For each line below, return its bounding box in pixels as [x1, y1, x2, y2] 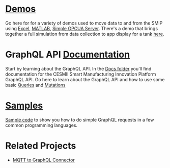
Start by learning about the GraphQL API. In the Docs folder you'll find [5, 65, 152, 71]
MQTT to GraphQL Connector [12, 157, 75, 163]
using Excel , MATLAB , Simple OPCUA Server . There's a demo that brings [5, 25, 158, 31]
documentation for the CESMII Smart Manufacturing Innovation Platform [5, 71, 156, 77]
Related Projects [5, 140, 76, 151]
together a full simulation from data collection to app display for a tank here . [5, 31, 164, 37]
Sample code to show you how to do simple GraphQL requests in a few [5, 116, 154, 123]
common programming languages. [5, 122, 78, 128]
